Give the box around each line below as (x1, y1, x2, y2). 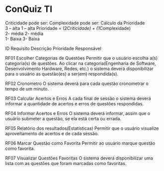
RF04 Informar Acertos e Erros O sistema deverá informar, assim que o (5, 110, 151, 116)
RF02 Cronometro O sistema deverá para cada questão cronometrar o (5, 81, 149, 86)
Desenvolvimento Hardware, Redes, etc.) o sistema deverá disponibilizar (5, 66, 154, 72)
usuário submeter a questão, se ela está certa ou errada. (5, 115, 122, 121)
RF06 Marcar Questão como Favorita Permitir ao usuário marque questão (5, 140, 156, 146)
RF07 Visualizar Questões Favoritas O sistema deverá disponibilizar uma (5, 155, 153, 161)
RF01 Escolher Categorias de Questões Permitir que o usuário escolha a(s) (5, 55, 158, 61)
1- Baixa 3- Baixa (5, 36, 40, 42)
